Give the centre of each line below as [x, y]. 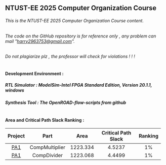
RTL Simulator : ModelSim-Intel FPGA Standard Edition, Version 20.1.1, [79, 85]
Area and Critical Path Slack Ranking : [45, 120]
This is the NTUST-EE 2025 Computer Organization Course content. [75, 20]
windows [15, 90]
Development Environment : [34, 74]
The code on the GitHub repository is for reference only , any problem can [81, 36]
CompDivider [47, 156]
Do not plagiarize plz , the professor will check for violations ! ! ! [70, 57]
